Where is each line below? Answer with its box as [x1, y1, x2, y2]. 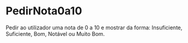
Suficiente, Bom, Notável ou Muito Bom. [5, 30, 105, 37]
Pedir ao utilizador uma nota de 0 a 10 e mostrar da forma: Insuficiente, [5, 24, 183, 31]
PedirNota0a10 [5, 4, 82, 18]
